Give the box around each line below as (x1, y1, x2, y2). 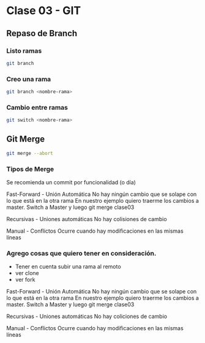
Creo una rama (6, 75, 51, 83)
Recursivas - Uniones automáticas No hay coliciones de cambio (6, 313, 167, 320)
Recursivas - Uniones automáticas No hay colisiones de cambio (6, 216, 167, 223)
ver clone (15, 269, 39, 277)
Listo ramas (6, 47, 42, 55)
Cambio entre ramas (6, 103, 69, 111)
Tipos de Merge (6, 165, 54, 173)
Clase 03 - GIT (6, 4, 81, 18)
